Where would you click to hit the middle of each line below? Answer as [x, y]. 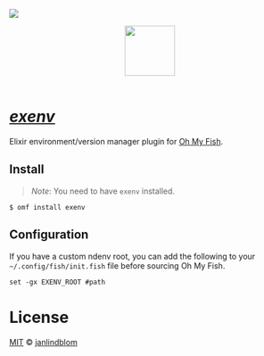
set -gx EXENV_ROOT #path [57, 282]
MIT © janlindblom [43, 342]
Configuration [49, 235]
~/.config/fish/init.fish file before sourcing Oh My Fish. [117, 265]
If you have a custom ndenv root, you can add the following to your [132, 256]
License [39, 317]
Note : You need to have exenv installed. [103, 191]
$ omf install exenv [48, 207]
